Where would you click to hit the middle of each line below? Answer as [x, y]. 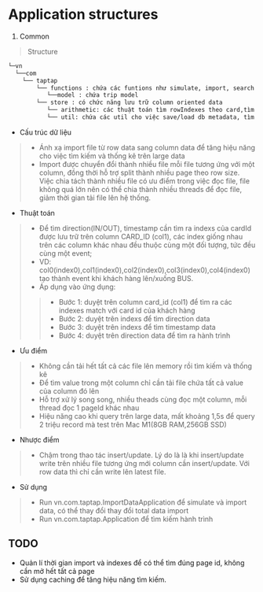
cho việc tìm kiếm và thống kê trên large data [112, 156]
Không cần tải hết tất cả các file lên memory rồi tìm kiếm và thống [146, 366]
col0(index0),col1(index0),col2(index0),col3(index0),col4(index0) [145, 270]
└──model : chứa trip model [93, 95]
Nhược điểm [39, 439]
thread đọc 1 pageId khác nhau [89, 408]
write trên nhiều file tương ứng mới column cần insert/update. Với [144, 463]
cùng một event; [66, 253]
